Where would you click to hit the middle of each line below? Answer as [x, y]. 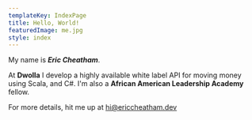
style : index [30, 37]
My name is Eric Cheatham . [54, 60]
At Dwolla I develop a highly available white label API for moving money [125, 75]
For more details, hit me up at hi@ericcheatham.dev [93, 107]
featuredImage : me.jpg [46, 30]
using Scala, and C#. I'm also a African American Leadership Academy [126, 84]
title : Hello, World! [44, 23]
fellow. [19, 92]
